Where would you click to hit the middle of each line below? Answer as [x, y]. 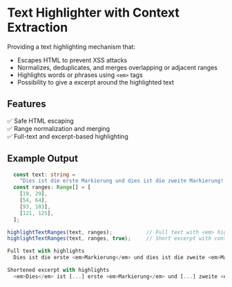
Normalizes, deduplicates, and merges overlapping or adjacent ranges [117, 67]
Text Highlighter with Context [93, 13]
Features [27, 104]
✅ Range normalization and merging [59, 128]
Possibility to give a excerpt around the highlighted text [96, 82]
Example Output [42, 158]
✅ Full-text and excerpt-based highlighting [68, 136]
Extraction [38, 27]
